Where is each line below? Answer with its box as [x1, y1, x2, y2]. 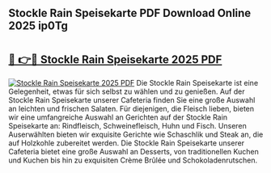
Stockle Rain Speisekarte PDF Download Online [8, 6, 252, 20]
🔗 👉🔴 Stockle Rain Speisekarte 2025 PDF [8, 53, 222, 66]
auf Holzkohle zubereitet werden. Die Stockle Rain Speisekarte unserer [8, 138, 245, 148]
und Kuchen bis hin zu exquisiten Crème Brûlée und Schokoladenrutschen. [8, 155, 258, 165]
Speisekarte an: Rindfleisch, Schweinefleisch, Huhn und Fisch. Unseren [8, 121, 247, 130]
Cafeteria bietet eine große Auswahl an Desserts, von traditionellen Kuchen [8, 147, 259, 156]
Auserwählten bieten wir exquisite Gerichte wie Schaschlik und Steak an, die [8, 129, 264, 139]
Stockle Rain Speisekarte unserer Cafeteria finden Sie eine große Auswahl [8, 95, 256, 104]
